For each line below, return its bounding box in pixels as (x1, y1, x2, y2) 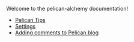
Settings (14, 23, 36, 30)
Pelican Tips (14, 17, 46, 23)
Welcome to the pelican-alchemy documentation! (6, 5, 129, 12)
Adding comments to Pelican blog (14, 29, 99, 36)
